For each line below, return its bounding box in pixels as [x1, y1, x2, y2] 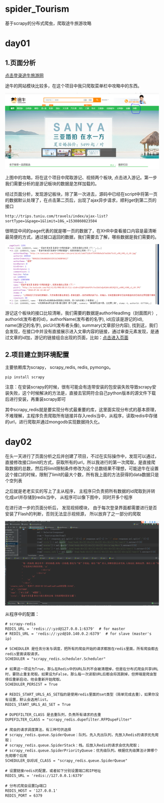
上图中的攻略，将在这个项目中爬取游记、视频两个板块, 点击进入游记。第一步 [5, 174, 157, 180]
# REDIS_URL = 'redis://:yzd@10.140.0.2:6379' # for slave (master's [5, 631, 152, 636]
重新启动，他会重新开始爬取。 [12, 677, 63, 682]
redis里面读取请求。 [5, 651, 42, 656]
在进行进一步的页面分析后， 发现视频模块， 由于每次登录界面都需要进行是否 [5, 505, 157, 511]
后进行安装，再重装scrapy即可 [5, 396, 66, 402]
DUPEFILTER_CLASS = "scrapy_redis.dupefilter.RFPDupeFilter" [5, 717, 132, 722]
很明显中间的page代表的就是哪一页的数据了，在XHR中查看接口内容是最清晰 [5, 228, 157, 233]
